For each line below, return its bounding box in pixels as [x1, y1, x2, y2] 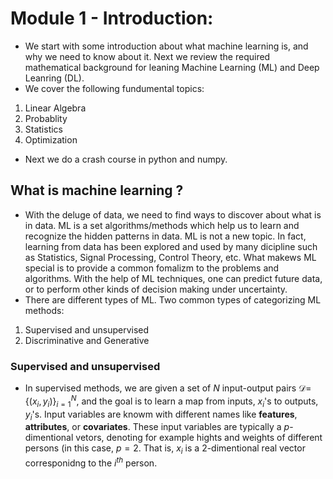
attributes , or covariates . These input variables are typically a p [24, 421, 290, 433]
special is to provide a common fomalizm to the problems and [24, 262, 280, 274]
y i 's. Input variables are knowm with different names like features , [24, 408, 298, 422]
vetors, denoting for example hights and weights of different [75, 432, 323, 444]
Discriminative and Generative [24, 334, 150, 346]
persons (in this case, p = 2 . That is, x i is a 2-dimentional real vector [24, 442, 306, 457]
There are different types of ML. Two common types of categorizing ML [24, 293, 322, 306]
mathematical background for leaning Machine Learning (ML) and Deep [24, 61, 320, 73]
